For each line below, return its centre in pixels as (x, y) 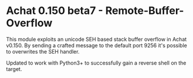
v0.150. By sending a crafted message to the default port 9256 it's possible (97, 45)
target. (14, 69)
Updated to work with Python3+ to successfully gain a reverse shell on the (96, 63)
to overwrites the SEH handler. (43, 51)
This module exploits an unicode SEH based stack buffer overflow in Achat (97, 39)
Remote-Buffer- (145, 11)
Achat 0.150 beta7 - (55, 11)
